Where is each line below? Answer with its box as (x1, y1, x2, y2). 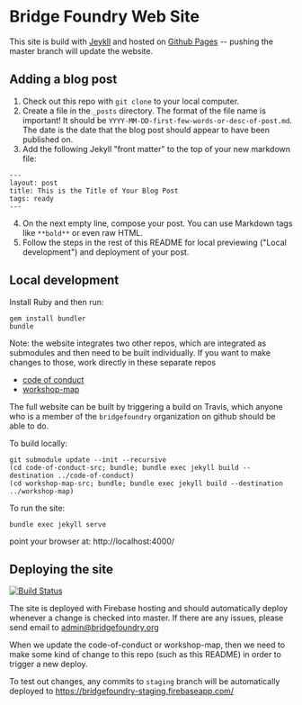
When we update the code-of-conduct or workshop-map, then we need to (9, 639, 286, 650)
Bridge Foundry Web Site (9, 6, 200, 27)
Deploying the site (9, 561, 114, 577)
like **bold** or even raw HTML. (22, 227, 144, 238)
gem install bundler (9, 313, 87, 323)
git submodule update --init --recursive (9, 455, 167, 465)
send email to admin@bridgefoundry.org (9, 622, 159, 633)
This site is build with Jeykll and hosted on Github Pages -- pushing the (9, 36, 274, 47)
